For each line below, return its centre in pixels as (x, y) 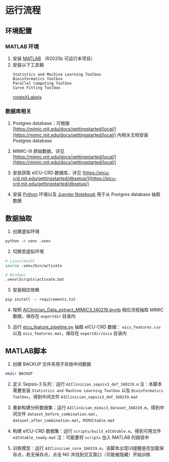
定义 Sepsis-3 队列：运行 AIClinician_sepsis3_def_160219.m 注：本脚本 (87, 384)
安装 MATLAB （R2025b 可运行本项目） (54, 58)
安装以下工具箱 (28, 64)
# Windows (16, 275)
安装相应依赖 (26, 290)
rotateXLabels (27, 97)
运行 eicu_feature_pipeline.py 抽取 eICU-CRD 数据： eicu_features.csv (87, 327)
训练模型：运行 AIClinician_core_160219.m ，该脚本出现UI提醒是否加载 (86, 448)
